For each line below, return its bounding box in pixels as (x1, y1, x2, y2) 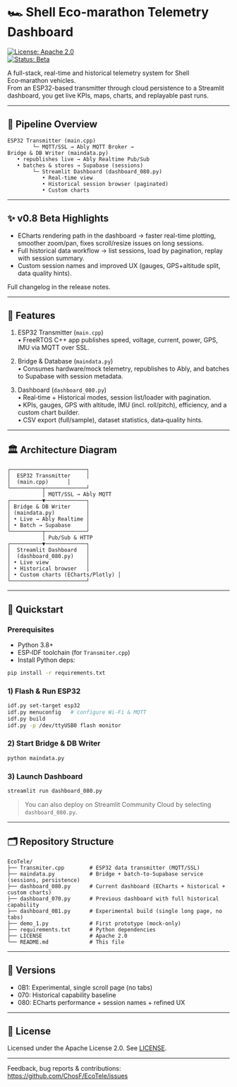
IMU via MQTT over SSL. (17, 343, 90, 352)
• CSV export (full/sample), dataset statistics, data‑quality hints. (17, 416, 203, 424)
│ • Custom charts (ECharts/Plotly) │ (7, 571, 121, 579)
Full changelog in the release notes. (7, 282, 111, 291)
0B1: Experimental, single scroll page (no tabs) (17, 983, 153, 992)
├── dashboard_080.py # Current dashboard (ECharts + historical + (7, 883, 226, 890)
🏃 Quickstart (7, 603, 63, 615)
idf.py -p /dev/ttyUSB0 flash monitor (7, 721, 121, 729)
